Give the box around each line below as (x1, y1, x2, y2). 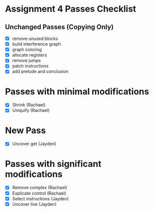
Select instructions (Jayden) (12, 195, 69, 201)
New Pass (5, 125, 46, 136)
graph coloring (12, 47, 42, 53)
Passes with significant (5, 158, 101, 169)
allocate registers (12, 52, 47, 58)
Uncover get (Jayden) (12, 141, 57, 147)
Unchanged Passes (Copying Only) (5, 23, 114, 31)
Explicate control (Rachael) (12, 190, 67, 196)
